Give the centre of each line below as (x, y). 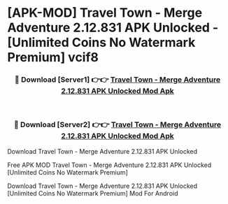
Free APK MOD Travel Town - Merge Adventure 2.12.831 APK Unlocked (109, 165)
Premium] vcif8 (53, 58)
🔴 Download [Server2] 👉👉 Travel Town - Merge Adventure (117, 125)
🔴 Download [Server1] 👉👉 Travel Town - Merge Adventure (117, 80)
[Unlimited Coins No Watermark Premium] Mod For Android (93, 193)
